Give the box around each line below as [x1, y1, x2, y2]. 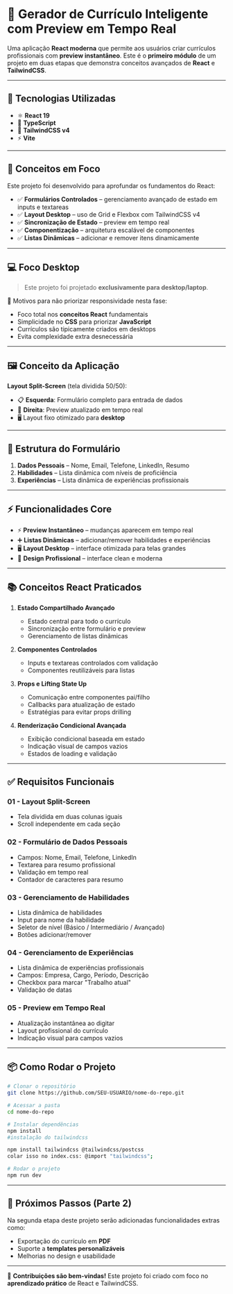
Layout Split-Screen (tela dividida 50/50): [7, 382, 127, 390]
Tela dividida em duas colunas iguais [17, 813, 123, 821]
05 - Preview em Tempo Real [7, 1003, 105, 1013]
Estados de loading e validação [27, 749, 117, 758]
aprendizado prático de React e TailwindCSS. [7, 1279, 139, 1287]
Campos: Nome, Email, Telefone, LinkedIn [17, 853, 137, 861]
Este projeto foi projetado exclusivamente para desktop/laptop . [24, 283, 209, 292]
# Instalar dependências [7, 1121, 79, 1128]
